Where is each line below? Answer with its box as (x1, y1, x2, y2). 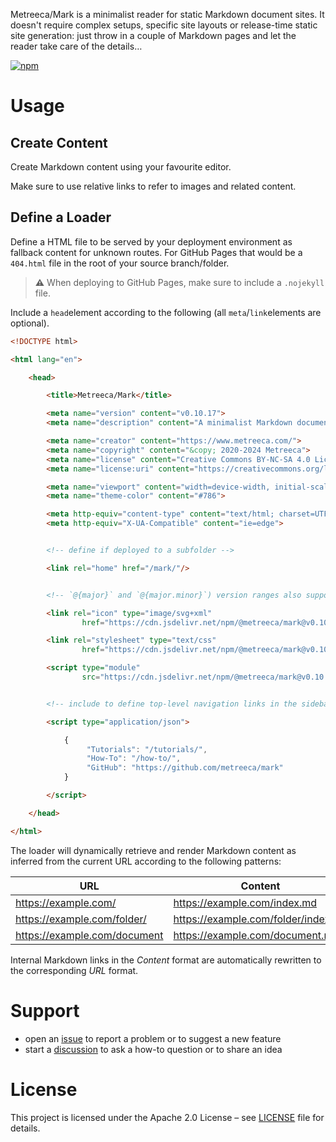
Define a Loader (10, 209, 112, 226)
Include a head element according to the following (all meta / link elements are (10, 306, 322, 318)
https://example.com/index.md (173, 895, 317, 909)
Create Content (10, 134, 108, 151)
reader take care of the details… (10, 40, 143, 52)
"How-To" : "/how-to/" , (86, 754, 182, 764)
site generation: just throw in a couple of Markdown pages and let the (10, 30, 297, 41)
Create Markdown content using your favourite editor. (10, 161, 232, 173)
